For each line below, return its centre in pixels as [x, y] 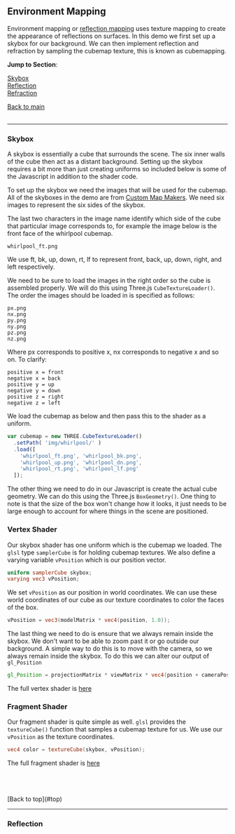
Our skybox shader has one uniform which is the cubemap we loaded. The [115, 545]
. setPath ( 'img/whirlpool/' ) [57, 443]
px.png [17, 308]
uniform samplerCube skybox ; [50, 572]
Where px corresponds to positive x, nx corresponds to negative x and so [113, 352]
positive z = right [36, 397]
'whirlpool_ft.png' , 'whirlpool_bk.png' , [81, 456]
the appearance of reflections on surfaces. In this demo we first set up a [111, 36]
